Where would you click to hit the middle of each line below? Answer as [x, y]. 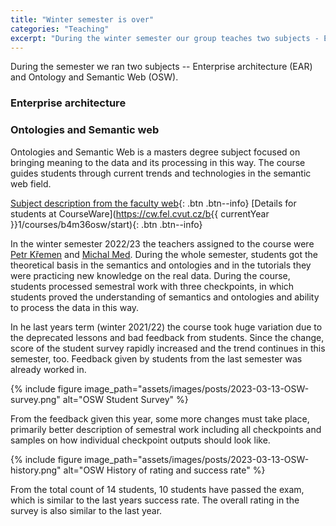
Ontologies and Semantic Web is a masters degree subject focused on [155, 152]
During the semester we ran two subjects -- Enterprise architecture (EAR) [161, 67]
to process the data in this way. [75, 307]
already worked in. [48, 369]
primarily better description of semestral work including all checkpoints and [166, 429]
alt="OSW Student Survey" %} [125, 399]
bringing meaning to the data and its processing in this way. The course [158, 162]
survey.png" [35, 399]
